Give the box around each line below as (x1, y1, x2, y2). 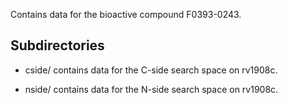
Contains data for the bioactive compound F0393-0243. (10, 9, 242, 20)
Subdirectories (10, 37, 105, 54)
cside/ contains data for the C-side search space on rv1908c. (24, 64, 278, 76)
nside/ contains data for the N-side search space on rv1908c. (24, 83, 279, 95)
